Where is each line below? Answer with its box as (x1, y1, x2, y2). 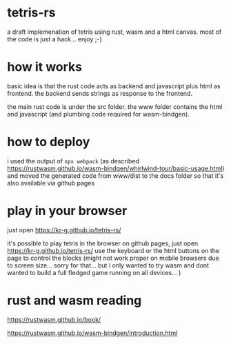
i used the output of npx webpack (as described (7, 156, 139, 165)
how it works (7, 59, 83, 75)
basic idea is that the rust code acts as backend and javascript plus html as (7, 81, 221, 90)
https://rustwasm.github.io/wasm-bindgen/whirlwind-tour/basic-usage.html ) (7, 164, 225, 172)
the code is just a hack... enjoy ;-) (7, 34, 102, 43)
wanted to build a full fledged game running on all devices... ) (7, 268, 181, 276)
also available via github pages (7, 179, 95, 187)
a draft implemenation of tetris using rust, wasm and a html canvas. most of (7, 28, 222, 36)
